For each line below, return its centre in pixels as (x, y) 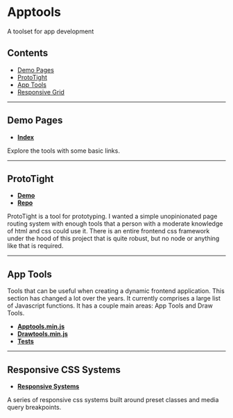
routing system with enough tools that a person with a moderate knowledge (115, 224)
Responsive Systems (48, 386)
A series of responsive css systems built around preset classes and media (113, 400)
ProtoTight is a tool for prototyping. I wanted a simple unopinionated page (112, 217)
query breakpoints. (34, 407)
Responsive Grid (41, 92)
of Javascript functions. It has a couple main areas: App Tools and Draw (110, 306)
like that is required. (35, 246)
